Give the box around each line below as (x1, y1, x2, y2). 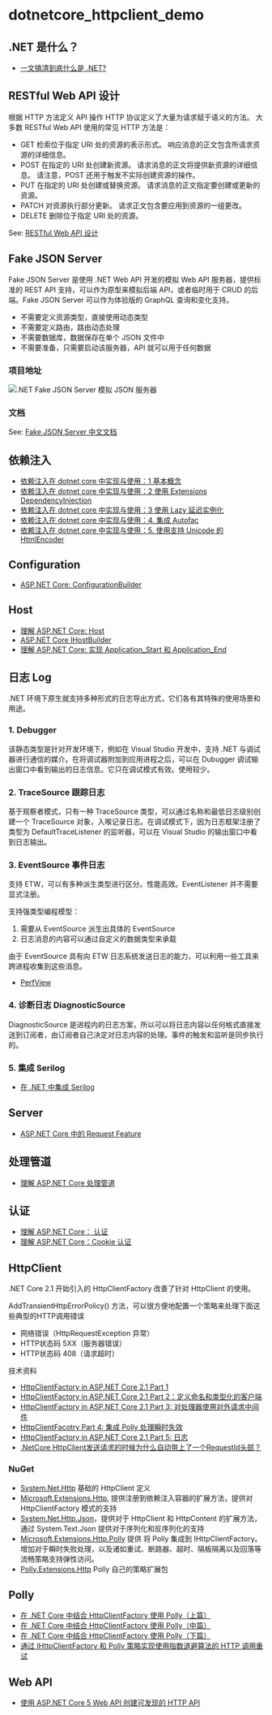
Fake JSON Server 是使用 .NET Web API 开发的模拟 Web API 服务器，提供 (8, 274, 254, 284)
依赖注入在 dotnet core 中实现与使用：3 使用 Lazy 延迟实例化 (19, 505, 224, 515)
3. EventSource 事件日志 (8, 859, 105, 870)
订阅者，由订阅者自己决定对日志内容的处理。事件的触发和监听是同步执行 (22, 1030, 264, 1039)
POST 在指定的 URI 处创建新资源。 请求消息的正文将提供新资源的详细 (19, 160, 251, 170)
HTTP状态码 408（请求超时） (19, 1349, 119, 1359)
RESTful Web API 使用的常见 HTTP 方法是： (23, 122, 171, 132)
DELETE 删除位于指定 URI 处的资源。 (19, 210, 143, 220)
